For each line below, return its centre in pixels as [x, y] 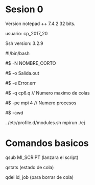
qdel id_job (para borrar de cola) [40, 177]
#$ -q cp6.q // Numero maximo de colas [48, 92]
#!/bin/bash [17, 53]
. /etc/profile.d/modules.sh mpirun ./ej [45, 122]
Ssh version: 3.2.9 [24, 43]
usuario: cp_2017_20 [27, 33]
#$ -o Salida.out [22, 73]
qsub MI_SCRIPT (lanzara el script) [42, 157]
